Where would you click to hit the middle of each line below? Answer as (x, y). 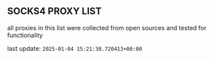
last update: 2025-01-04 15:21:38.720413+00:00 (75, 48)
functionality (25, 35)
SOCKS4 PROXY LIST (55, 11)
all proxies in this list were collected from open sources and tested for (107, 27)
